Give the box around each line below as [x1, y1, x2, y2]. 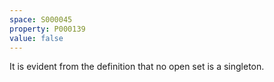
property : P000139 [9, 24, 86, 34]
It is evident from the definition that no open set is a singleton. [9, 61, 265, 73]
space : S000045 [9, 14, 73, 25]
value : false [9, 33, 64, 43]
